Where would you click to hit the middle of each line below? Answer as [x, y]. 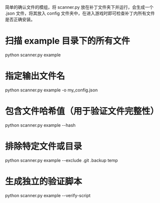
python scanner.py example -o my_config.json [51, 90]
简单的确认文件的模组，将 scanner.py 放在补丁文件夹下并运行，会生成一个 [79, 7]
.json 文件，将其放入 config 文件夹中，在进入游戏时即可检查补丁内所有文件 [80, 13]
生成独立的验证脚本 [44, 181]
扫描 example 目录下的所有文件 [68, 41]
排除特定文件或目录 [44, 146]
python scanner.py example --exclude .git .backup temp [61, 160]
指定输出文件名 [35, 76]
